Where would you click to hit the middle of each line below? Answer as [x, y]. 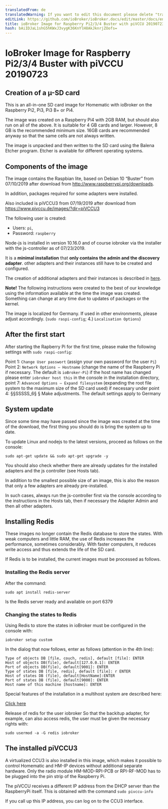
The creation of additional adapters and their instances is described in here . [83, 278]
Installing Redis [29, 521]
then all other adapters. [29, 506]
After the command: [26, 583]
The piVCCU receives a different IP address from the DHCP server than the [82, 786]
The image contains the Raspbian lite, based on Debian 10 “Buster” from [79, 178]
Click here [16, 703]
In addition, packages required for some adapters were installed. [72, 193]
